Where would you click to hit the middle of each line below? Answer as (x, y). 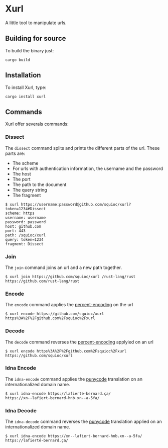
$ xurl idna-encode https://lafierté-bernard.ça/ (58, 393)
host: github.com (23, 226)
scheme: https (20, 213)
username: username (26, 217)
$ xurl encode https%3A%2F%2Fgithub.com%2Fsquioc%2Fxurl (66, 351)
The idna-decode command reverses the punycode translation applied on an (83, 422)
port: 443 (16, 231)
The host (22, 173)
